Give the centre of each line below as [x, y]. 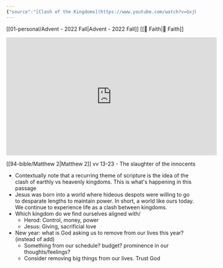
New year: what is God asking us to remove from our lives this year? [99, 233]
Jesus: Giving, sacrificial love [60, 226]
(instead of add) [35, 239]
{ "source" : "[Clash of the [38, 12]
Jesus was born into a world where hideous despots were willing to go [102, 194]
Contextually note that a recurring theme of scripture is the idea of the [102, 175]
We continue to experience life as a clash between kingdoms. [91, 207]
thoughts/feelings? [47, 252]
